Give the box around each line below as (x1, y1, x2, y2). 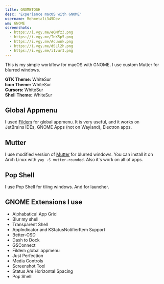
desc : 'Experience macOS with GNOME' (5, 12, 82, 17)
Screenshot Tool (12, 263, 46, 269)
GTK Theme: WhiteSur (5, 76, 51, 82)
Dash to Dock (12, 237, 40, 243)
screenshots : (5, 25, 32, 30)
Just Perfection (12, 253, 44, 259)
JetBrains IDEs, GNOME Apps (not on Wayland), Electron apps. (5, 124, 132, 130)
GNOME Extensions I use (5, 198, 82, 206)
